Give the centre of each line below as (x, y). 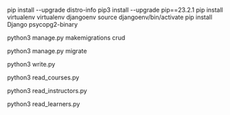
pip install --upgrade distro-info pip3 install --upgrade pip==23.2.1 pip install (115, 10)
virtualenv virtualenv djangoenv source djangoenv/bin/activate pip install (110, 17)
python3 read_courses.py (43, 77)
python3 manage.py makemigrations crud (66, 38)
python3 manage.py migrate (47, 51)
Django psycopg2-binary (43, 24)
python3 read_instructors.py (47, 91)
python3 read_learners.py (44, 104)
